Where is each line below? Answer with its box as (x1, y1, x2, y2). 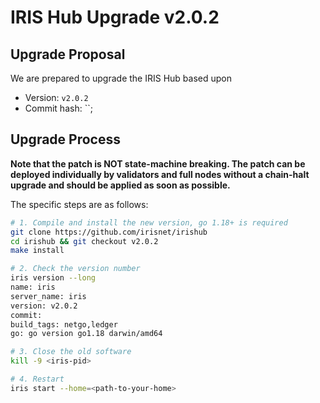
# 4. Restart (10, 374, 65, 385)
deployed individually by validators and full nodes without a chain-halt (10, 168, 310, 180)
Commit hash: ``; (24, 102, 93, 114)
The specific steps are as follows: (10, 198, 149, 210)
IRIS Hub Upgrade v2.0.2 (10, 6, 220, 29)
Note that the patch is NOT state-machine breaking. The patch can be (10, 157, 306, 170)
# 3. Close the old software (10, 347, 132, 357)
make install (10, 246, 65, 256)
